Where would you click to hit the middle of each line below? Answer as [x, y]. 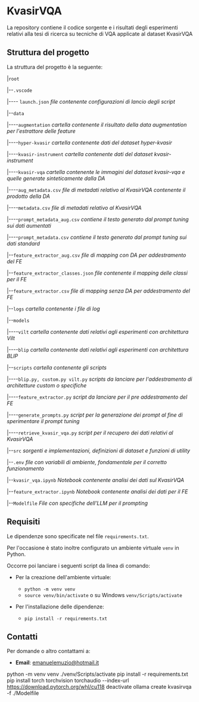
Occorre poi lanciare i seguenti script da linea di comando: [79, 566]
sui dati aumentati [29, 225]
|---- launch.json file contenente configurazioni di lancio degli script [91, 101]
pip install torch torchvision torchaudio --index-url [68, 681]
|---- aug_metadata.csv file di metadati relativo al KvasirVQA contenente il [96, 190]
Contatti [22, 637]
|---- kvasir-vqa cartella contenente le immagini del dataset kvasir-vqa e [96, 172]
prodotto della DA [28, 196]
